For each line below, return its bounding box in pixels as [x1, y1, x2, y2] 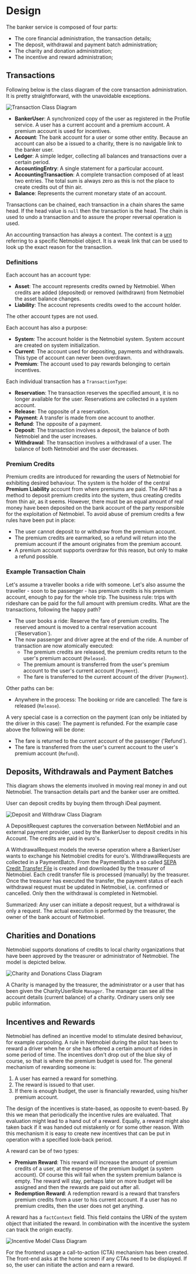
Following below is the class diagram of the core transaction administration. [6, 86, 188, 93]
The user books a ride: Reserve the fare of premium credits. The [14, 617, 169, 624]
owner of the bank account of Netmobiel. [6, 914, 105, 921]
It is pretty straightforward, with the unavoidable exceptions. [6, 92, 150, 99]
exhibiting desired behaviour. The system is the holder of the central [6, 479, 170, 487]
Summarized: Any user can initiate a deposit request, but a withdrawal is [6, 901, 180, 908]
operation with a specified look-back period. [6, 1136, 113, 1143]
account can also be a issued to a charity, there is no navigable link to [14, 139, 183, 147]
